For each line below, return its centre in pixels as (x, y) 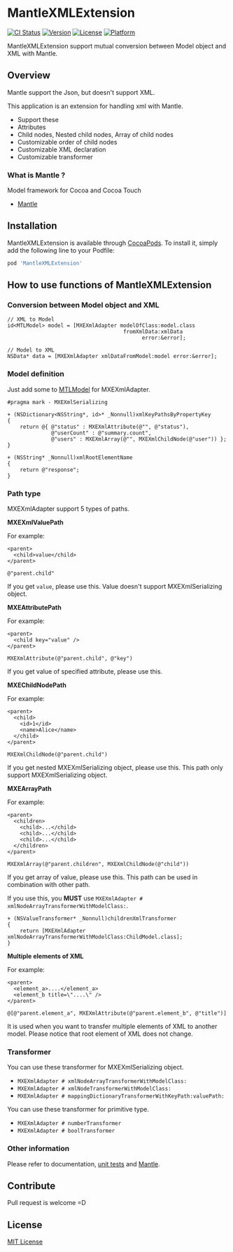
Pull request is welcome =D (47, 1203)
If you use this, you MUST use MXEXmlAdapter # (75, 898)
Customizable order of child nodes (67, 142)
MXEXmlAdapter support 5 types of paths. (68, 509)
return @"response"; (50, 469)
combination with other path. (49, 885)
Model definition (36, 374)
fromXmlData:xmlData (153, 332)
